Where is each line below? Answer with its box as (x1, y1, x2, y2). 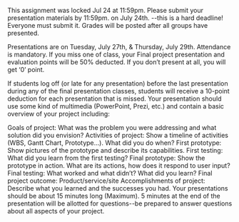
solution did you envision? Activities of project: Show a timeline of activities (7, 131, 228, 139)
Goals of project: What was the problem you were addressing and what (7, 123, 217, 131)
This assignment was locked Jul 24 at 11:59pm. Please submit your (7, 6, 204, 14)
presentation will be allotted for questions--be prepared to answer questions (7, 199, 233, 208)
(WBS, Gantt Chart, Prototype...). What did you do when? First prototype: (7, 138, 222, 147)
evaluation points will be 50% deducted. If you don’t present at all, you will (7, 58, 226, 66)
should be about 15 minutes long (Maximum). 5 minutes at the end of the (7, 192, 220, 200)
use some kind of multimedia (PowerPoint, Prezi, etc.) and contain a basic (7, 102, 225, 110)
